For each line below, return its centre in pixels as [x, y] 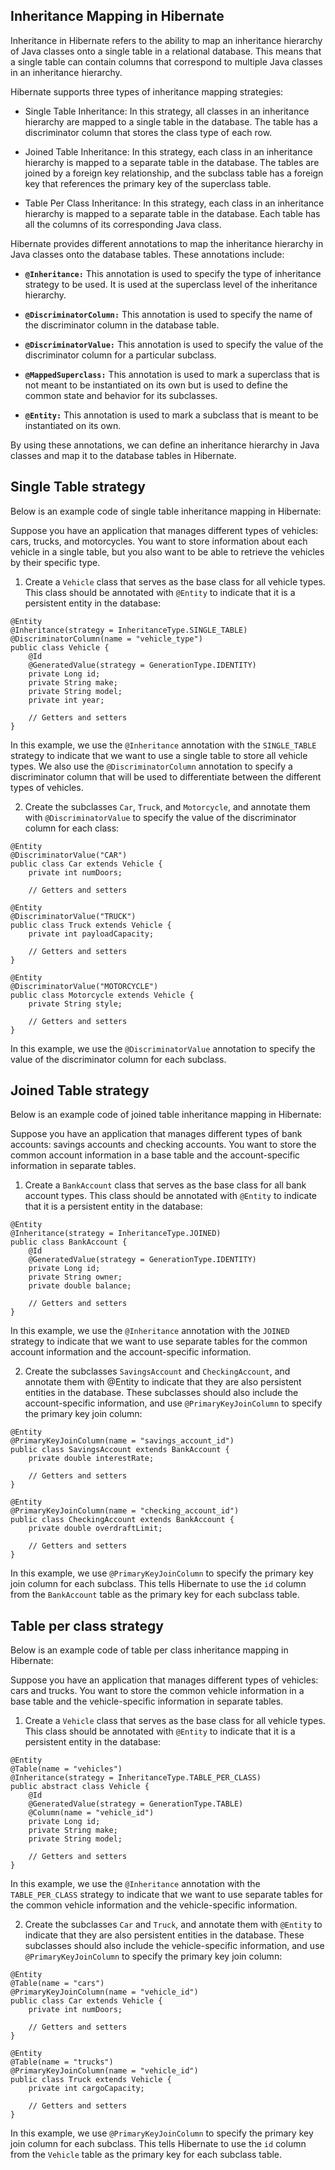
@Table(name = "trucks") [62, 2062]
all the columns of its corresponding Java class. [123, 224]
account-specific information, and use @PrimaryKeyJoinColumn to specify [173, 1403]
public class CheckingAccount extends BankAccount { [122, 1520]
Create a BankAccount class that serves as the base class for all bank [165, 1185]
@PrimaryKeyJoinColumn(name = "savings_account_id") [122, 1441]
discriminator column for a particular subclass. [120, 355]
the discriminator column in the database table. [122, 325]
